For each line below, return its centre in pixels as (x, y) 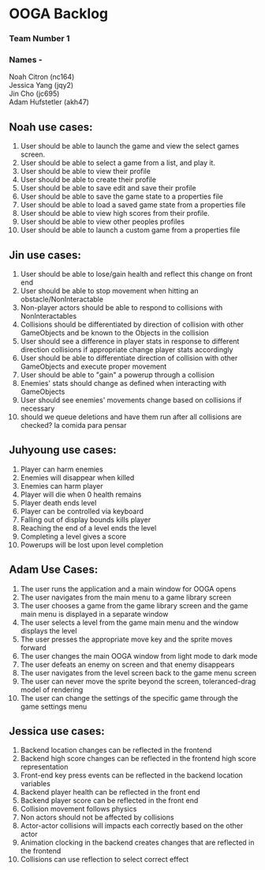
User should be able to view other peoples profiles (102, 221)
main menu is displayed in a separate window (94, 614)
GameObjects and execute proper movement (93, 367)
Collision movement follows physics (78, 809)
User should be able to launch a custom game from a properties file (130, 230)
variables (35, 784)
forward (33, 647)
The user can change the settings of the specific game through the (129, 698)
